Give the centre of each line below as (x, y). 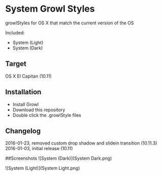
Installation (23, 92)
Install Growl (26, 104)
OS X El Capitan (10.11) (29, 76)
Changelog (23, 131)
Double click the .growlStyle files (47, 115)
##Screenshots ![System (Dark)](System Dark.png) (59, 158)
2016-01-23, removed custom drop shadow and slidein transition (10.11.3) (81, 143)
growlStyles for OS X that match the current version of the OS (70, 23)
